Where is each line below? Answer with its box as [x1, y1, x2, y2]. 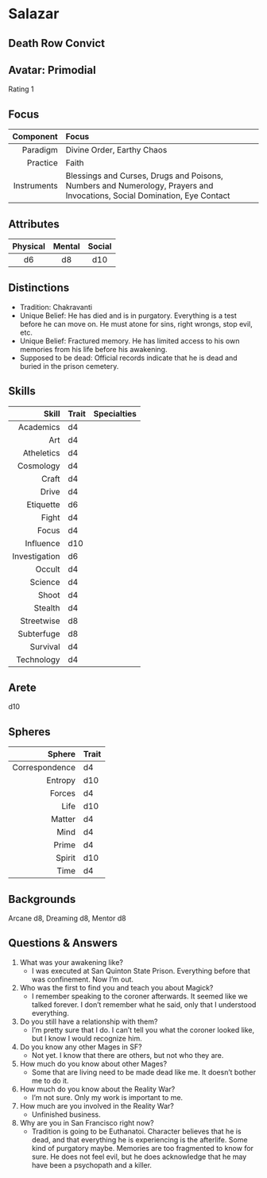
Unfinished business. [31, 1110, 101, 1119]
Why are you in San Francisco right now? [19, 1118, 154, 1127]
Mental [52, 241, 81, 252]
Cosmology [17, 460, 61, 471]
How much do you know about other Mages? [19, 1059, 168, 1068]
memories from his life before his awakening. [19, 344, 168, 354]
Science [29, 576, 61, 587]
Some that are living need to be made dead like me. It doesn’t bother [31, 1067, 257, 1077]
